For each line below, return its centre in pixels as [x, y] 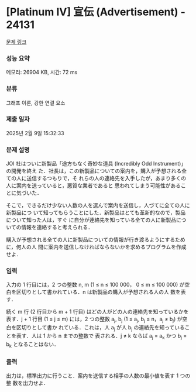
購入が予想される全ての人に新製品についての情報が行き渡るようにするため [96, 240]
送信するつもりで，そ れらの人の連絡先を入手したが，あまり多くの [106, 178]
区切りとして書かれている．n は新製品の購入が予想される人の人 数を [99, 292]
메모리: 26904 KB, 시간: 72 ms [42, 72]
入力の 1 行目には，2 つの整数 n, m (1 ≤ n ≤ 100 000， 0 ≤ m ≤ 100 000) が [95, 285]
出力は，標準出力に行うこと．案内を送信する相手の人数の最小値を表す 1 [92, 376]
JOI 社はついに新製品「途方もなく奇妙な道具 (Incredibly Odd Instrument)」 [96, 164]
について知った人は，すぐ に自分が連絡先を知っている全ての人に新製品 [91, 220]
